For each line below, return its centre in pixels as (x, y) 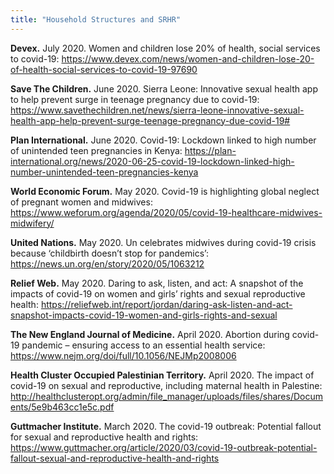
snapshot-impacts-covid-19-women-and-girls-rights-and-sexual (144, 315)
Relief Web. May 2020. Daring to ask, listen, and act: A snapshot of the (157, 283)
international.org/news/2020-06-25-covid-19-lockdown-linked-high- (152, 161)
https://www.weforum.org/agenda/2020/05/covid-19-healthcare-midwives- (166, 212)
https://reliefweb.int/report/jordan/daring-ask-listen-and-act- (166, 304)
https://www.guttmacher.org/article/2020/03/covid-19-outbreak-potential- (164, 447)
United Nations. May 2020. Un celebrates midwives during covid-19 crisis (163, 242)
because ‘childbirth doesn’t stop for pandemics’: (109, 253)
